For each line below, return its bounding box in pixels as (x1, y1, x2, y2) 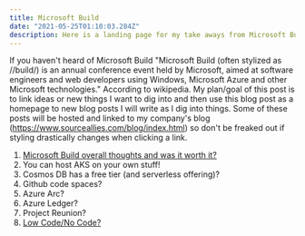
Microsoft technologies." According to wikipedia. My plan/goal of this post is (9, 84, 295, 95)
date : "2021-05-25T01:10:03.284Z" (9, 22, 141, 31)
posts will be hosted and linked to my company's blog (9, 113, 211, 123)
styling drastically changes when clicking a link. (9, 133, 188, 143)
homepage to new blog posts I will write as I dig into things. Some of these (9, 103, 288, 114)
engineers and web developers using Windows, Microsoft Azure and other (9, 74, 288, 85)
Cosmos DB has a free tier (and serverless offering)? (22, 169, 221, 180)
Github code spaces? (22, 179, 103, 190)
